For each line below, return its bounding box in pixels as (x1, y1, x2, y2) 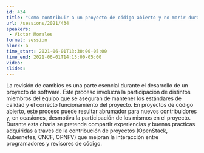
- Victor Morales (8, 32, 53, 38)
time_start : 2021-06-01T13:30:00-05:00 (6, 49, 107, 55)
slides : (6, 65, 26, 72)
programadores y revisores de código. (6, 140, 102, 148)
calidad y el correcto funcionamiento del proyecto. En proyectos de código (6, 101, 194, 109)
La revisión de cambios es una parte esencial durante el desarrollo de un (6, 82, 188, 89)
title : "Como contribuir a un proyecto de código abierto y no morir (6, 15, 186, 21)
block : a (6, 43, 29, 49)
